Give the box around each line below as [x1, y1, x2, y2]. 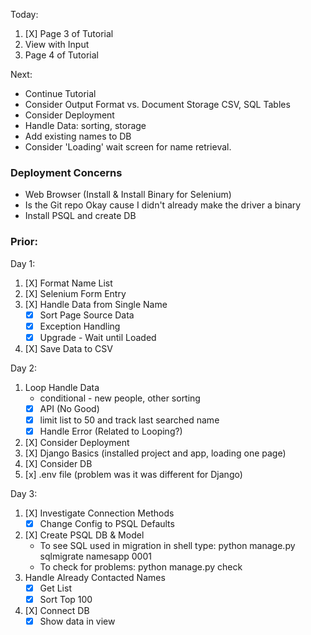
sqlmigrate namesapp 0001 [39, 550, 152, 563]
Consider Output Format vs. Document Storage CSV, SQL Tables [24, 99, 291, 110]
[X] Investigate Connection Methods [24, 507, 175, 519]
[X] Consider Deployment [24, 436, 130, 448]
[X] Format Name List [24, 277, 113, 289]
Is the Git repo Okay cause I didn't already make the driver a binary [24, 199, 302, 211]
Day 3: [10, 487, 38, 499]
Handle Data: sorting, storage [24, 120, 147, 131]
